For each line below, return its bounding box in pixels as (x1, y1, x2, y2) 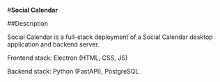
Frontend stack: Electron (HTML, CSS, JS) (7, 54, 128, 62)
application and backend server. (7, 40, 100, 48)
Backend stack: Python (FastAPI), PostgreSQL (7, 67, 139, 75)
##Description (7, 19, 49, 27)
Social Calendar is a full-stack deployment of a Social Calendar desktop (7, 33, 214, 41)
